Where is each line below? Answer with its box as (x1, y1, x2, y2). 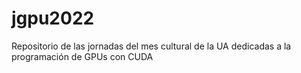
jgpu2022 (11, 7, 95, 30)
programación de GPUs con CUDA (11, 50, 154, 62)
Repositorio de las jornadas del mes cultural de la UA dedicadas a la (11, 40, 292, 52)
